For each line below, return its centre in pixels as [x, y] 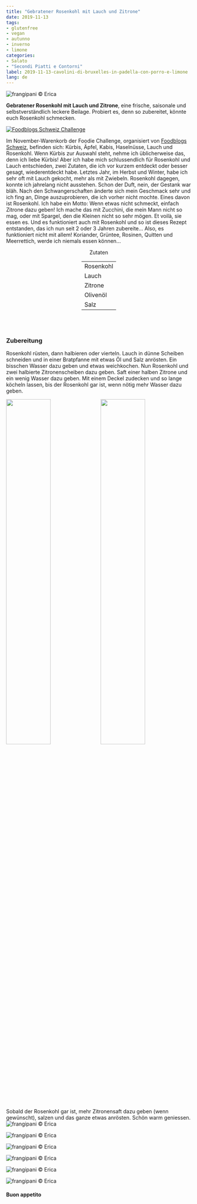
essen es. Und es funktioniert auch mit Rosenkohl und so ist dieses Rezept [96, 222]
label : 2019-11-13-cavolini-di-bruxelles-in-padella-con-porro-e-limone [97, 72]
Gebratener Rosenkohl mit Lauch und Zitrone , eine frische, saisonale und [96, 105]
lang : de [17, 77]
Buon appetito [24, 1195]
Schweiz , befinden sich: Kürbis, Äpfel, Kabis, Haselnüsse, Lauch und [89, 147]
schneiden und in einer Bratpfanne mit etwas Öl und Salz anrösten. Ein [91, 359]
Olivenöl [96, 295]
